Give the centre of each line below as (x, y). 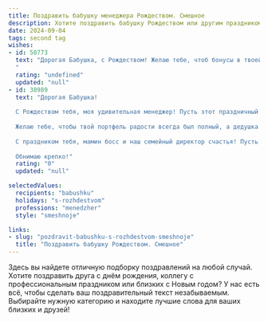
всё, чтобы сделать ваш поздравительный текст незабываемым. (119, 293)
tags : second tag (37, 38)
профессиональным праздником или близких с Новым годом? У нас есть (134, 284)
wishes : (21, 45)
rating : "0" (35, 164)
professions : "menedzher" (59, 208)
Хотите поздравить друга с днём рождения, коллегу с (101, 275)
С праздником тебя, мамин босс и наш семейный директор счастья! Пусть (137, 141)
